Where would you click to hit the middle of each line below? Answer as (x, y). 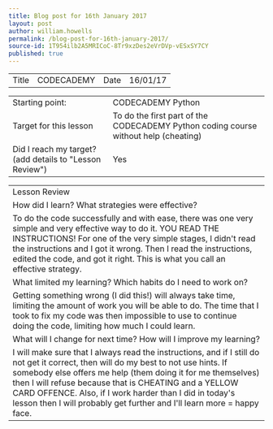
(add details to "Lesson (57, 159)
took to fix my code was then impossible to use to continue (125, 316)
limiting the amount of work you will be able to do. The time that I (136, 305)
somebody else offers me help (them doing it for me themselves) (136, 373)
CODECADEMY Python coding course (185, 126)
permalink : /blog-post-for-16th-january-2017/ (89, 39)
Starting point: (39, 102)
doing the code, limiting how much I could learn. (104, 326)
